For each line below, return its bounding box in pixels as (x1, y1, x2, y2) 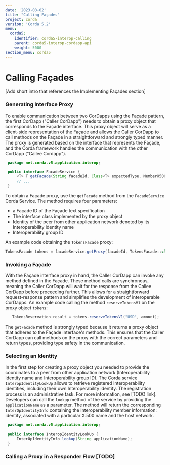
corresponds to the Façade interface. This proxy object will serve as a (5, 123, 151, 129)
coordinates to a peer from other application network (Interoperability (5, 370, 150, 376)
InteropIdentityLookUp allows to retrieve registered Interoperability (5, 380, 145, 386)
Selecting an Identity (5, 353, 58, 360)
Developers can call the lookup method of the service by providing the (5, 397, 152, 403)
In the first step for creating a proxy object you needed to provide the (5, 364, 149, 370)
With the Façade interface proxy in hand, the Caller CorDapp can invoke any (5, 272, 164, 279)
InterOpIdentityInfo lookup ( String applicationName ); (16, 437, 133, 442)
